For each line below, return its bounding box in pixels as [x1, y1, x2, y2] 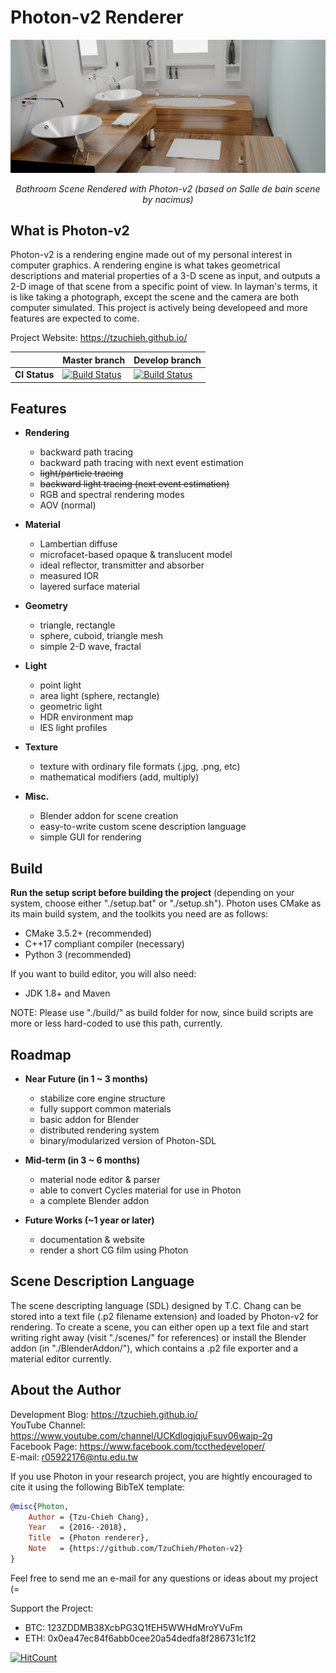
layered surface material [39, 581, 140, 593]
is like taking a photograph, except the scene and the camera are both [10, 291, 299, 303]
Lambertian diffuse [39, 538, 118, 550]
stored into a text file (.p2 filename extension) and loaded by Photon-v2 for [10, 1310, 319, 1322]
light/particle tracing [39, 467, 124, 480]
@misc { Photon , [10, 1501, 70, 1511]
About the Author [10, 1382, 122, 1399]
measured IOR [39, 570, 99, 582]
